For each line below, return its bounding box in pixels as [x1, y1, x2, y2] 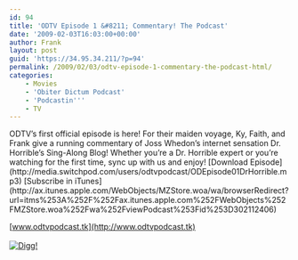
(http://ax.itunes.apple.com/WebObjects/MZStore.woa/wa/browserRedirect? [9, 185, 289, 196]
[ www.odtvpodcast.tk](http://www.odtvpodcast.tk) [9, 222, 196, 232]
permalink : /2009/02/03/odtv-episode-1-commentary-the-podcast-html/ [9, 63, 273, 72]
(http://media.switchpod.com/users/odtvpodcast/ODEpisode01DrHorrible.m [9, 167, 287, 177]
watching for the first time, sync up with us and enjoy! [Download [9, 157, 249, 167]
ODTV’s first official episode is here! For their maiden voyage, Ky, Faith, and [9, 128, 286, 139]
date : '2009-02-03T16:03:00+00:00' [9, 29, 141, 38]
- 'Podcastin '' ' [25, 95, 86, 105]
